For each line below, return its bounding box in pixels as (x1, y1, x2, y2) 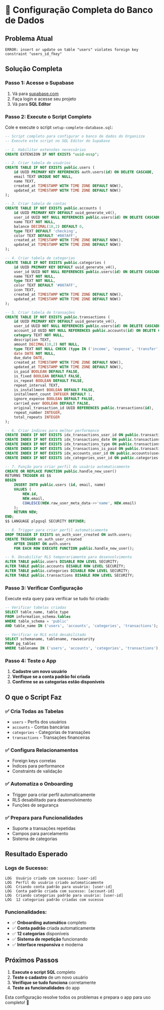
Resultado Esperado (5, 850, 68, 858)
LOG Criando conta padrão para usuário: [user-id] (5, 884, 112, 889)
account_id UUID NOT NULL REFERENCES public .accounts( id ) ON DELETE (14, 328, 156, 333)
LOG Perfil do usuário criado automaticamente (5, 880, 104, 885)
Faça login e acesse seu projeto (12, 95, 77, 102)
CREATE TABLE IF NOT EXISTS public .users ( (5, 165, 95, 170)
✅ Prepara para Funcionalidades (5, 814, 83, 821)
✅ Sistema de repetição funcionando (12, 936, 88, 942)
